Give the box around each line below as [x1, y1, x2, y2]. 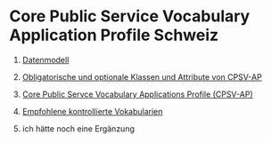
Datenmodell [21, 54, 70, 65]
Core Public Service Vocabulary [9, 6, 250, 27]
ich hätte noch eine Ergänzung [21, 123, 135, 134]
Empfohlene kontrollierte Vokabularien [21, 106, 163, 116]
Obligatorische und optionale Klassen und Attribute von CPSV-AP [21, 71, 263, 82]
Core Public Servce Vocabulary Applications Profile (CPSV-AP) [21, 89, 253, 99]
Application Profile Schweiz [9, 25, 219, 45]
